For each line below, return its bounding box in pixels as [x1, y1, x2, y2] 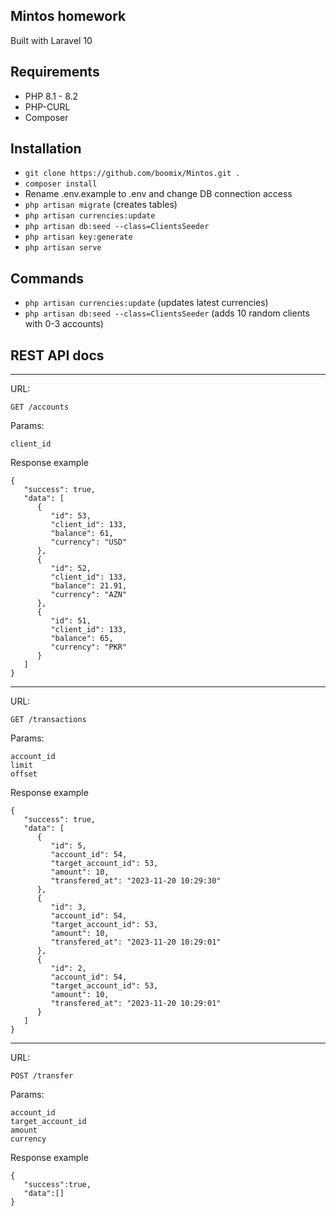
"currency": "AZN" [50, 590, 128, 600]
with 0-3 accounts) [24, 318, 104, 330]
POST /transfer [10, 1071, 74, 1081]
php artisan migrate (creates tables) [24, 199, 178, 211]
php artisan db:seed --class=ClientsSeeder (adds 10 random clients [24, 307, 310, 319]
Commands [10, 270, 85, 287]
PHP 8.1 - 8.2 [24, 90, 79, 102]
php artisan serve [24, 243, 102, 253]
